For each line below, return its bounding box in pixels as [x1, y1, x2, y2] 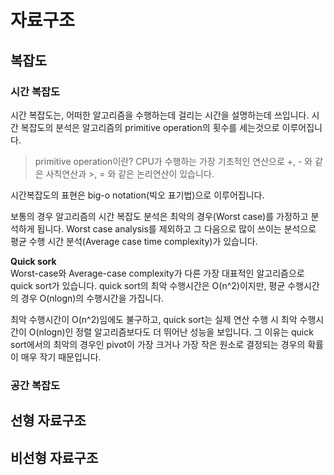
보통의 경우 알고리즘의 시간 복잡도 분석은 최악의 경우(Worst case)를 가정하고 [10, 210, 309, 222]
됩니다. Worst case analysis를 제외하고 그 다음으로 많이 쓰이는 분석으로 [36, 222, 317, 235]
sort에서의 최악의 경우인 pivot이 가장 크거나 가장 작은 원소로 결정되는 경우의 [10, 338, 306, 350]
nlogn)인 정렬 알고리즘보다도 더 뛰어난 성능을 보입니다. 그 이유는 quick [38, 326, 314, 338]
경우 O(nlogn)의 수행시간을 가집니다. [20, 292, 165, 304]
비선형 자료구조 [10, 449, 99, 466]
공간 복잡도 [10, 378, 61, 392]
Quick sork [10, 255, 57, 267]
